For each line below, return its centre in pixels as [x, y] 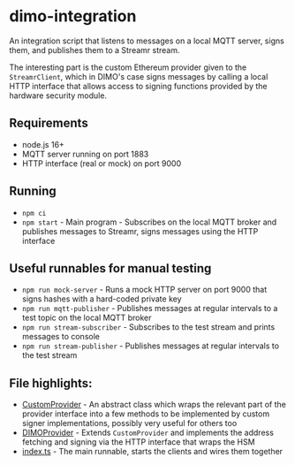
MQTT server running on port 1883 [85, 154]
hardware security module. [58, 95]
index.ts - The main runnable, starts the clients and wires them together [152, 452]
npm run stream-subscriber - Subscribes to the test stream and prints [148, 327]
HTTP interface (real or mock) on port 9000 [102, 163]
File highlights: [51, 383]
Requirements [49, 123]
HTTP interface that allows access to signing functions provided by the [138, 86]
